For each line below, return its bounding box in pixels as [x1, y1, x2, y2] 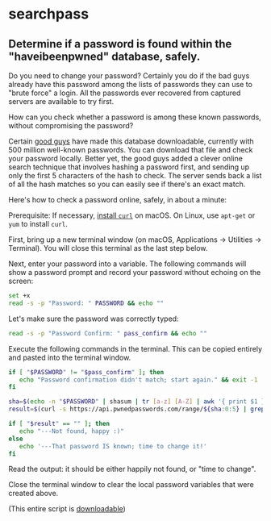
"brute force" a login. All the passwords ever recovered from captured [8, 88, 241, 98]
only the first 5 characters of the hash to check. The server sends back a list [8, 171, 262, 180]
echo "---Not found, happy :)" [19, 427, 125, 436]
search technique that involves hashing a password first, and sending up [8, 162, 250, 172]
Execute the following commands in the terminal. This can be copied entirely [8, 344, 263, 353]
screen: [8, 276, 34, 286]
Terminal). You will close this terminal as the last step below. [8, 244, 208, 252]
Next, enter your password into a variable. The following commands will [8, 259, 247, 269]
